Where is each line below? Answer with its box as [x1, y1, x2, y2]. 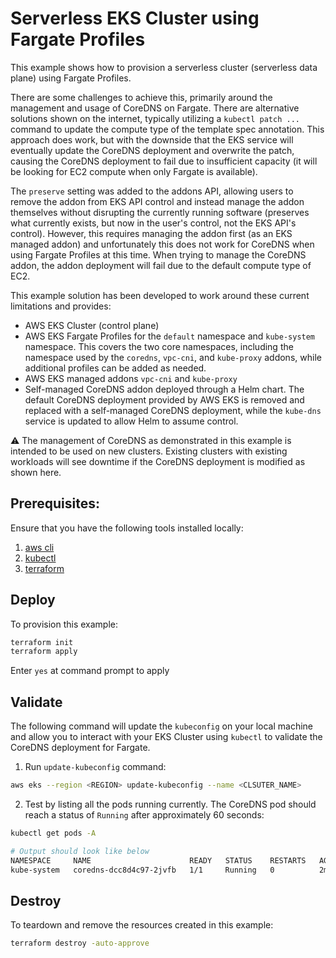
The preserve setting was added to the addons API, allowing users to [10, 185, 294, 197]
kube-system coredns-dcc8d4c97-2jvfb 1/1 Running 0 [10, 865, 275, 875]
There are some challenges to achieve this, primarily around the [10, 91, 273, 103]
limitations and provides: [10, 300, 112, 312]
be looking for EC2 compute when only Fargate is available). [10, 165, 258, 177]
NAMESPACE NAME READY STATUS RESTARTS [10, 855, 307, 866]
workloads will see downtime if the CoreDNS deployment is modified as [10, 455, 306, 467]
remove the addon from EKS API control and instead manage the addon [10, 195, 305, 207]
